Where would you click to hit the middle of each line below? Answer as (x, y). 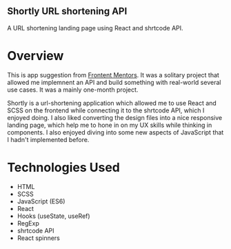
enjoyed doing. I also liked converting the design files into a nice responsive (115, 117)
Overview (36, 56)
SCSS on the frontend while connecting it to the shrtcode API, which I (106, 110)
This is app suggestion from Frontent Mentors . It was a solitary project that (113, 74)
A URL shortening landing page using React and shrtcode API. (96, 28)
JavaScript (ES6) (41, 201)
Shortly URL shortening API (67, 11)
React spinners (38, 238)
